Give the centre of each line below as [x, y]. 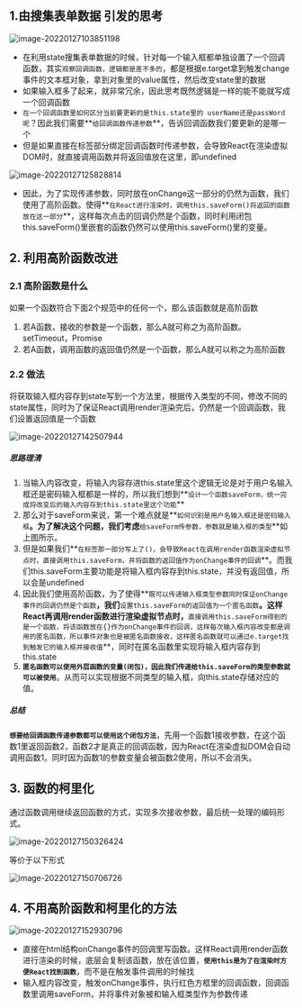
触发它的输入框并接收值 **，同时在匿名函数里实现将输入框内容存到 [145, 646]
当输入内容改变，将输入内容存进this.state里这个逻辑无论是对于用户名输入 [157, 482]
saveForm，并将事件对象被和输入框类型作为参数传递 [151, 994]
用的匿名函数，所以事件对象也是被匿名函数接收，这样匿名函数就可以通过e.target [152, 636]
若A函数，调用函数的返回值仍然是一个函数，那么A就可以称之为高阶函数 [154, 349]
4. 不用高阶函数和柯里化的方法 [93, 908]
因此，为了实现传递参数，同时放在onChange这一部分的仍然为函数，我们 [155, 193]
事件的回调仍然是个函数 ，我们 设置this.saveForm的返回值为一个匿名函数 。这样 [152, 604]
